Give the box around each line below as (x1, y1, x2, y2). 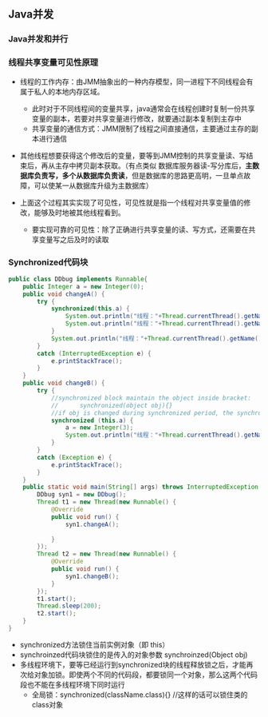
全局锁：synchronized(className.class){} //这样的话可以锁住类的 (31, 690, 248, 699)
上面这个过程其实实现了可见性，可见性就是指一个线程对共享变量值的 (19, 197, 244, 207)
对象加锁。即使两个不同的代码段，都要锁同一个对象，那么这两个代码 (33, 670, 258, 679)
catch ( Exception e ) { (37, 453, 112, 461)
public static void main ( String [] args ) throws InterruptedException (22, 483, 259, 492)
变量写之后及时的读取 (38, 234, 109, 244)
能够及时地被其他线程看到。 (33, 207, 125, 217)
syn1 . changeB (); (65, 572, 120, 580)
